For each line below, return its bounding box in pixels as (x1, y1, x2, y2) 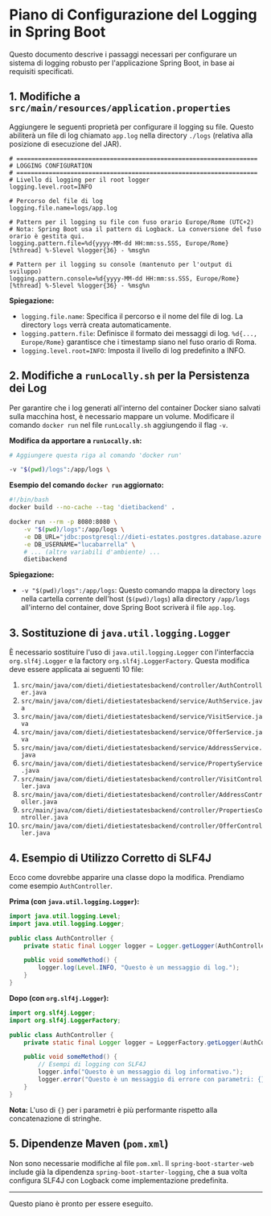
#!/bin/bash (9, 496, 49, 504)
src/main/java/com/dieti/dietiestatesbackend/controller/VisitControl (20, 775, 263, 783)
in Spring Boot (9, 23, 106, 41)
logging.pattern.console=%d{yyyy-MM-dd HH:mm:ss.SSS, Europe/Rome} (9, 274, 240, 283)
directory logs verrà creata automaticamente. (20, 320, 172, 330)
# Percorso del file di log (9, 197, 104, 205)
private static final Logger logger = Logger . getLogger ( (23, 941, 219, 950)
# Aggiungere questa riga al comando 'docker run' (9, 451, 183, 459)
